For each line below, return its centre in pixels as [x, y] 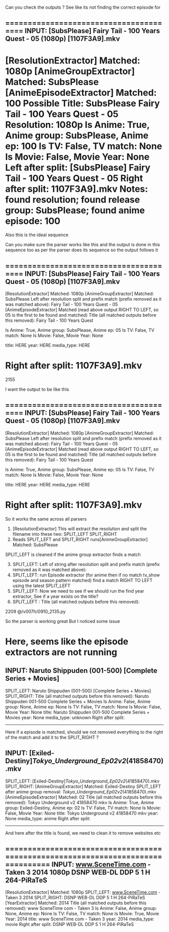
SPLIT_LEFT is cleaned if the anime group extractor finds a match [73, 554]
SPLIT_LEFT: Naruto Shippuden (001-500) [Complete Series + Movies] [78, 691]
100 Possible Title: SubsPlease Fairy [82, 103]
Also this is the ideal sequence [37, 235]
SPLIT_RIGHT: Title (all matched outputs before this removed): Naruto [77, 696]
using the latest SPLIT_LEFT [41, 586]
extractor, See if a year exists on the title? [55, 596]
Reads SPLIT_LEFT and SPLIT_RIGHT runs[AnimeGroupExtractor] [80, 539]
